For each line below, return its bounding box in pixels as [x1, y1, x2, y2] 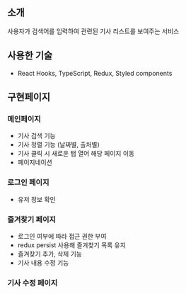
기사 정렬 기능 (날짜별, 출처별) [17, 140, 100, 149]
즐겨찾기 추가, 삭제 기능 [17, 249, 83, 258]
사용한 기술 [7, 50, 53, 62]
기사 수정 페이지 [7, 278, 58, 288]
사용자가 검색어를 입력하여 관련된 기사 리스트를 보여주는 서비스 [7, 27, 180, 35]
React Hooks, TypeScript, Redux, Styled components [17, 69, 173, 77]
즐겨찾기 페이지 [7, 215, 57, 225]
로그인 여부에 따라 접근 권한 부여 [17, 232, 107, 240]
